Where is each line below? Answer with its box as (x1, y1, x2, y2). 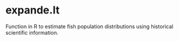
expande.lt (5, 4, 60, 17)
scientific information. (5, 29, 58, 36)
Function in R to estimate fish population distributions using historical (5, 23, 174, 30)
